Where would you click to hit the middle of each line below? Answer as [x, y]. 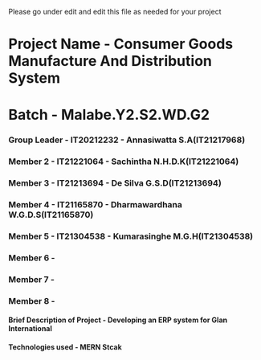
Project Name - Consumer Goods [121, 44]
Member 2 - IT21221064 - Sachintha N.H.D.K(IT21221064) [124, 162]
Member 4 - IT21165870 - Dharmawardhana [96, 205]
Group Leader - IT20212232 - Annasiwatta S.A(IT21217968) [127, 140]
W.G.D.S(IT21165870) [51, 215]
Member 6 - [32, 258]
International [30, 329]
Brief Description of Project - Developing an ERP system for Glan [118, 320]
